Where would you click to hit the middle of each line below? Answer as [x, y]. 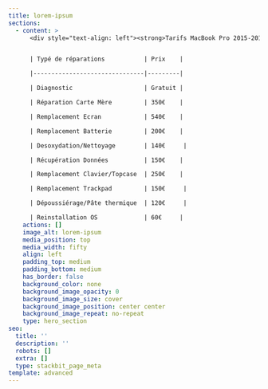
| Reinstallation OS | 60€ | [106, 218]
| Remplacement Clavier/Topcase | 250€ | [106, 175]
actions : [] [42, 225]
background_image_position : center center [94, 306]
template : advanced [41, 373]
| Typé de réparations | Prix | [106, 59]
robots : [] [33, 351]
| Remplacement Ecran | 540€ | [106, 116]
